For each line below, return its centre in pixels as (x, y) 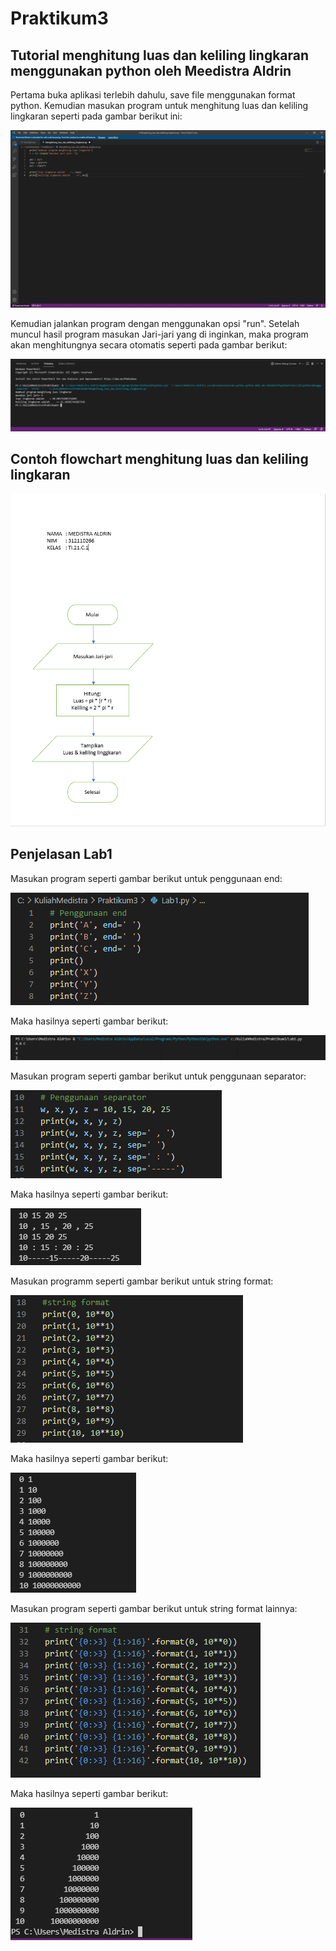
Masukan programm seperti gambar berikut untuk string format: (142, 1281)
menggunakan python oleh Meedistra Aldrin (151, 70)
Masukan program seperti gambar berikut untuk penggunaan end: (146, 878)
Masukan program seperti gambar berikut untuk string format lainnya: (154, 1608)
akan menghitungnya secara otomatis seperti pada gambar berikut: (149, 344)
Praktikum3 (59, 18)
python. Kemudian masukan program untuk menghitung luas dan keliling (159, 105)
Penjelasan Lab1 (61, 854)
